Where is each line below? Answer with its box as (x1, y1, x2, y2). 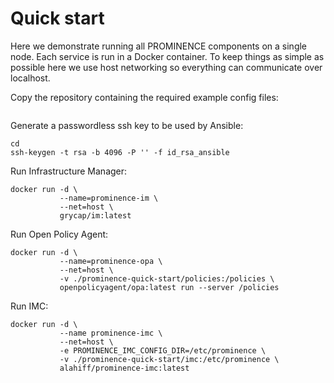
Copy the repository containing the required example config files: (10, 91, 279, 103)
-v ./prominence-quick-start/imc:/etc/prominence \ (59, 354, 280, 364)
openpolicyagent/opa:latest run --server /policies (59, 282, 280, 292)
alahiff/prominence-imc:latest (59, 363, 190, 373)
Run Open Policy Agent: (10, 228, 109, 240)
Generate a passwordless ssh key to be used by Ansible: (10, 119, 244, 131)
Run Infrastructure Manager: (10, 165, 128, 177)
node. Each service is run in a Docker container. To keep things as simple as (10, 50, 325, 62)
